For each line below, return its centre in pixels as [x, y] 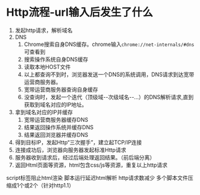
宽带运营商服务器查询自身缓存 [61, 89]
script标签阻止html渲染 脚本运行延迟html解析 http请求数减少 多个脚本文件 [97, 177]
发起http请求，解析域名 [44, 30]
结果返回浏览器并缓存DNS [56, 135]
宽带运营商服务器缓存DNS [56, 120]
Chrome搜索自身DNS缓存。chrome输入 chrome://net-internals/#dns [109, 44]
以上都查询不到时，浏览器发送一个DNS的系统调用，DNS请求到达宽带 [109, 74]
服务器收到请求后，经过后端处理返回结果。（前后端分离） [85, 157]
